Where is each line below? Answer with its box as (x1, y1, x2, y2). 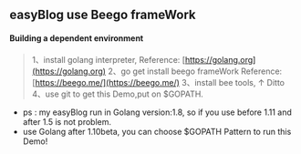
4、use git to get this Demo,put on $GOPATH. (31, 88, 203, 99)
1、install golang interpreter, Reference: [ (31, 54, 185, 65)
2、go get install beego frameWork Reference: (108, 66, 283, 77)
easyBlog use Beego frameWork (9, 7, 196, 23)
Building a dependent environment (9, 32, 144, 44)
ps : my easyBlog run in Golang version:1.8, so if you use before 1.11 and (22, 107, 292, 118)
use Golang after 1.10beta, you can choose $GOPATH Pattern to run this (22, 126, 292, 137)
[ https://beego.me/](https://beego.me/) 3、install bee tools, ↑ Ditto (31, 77, 285, 87)
